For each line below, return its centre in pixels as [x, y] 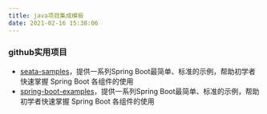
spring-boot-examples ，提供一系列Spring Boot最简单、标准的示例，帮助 [140, 91]
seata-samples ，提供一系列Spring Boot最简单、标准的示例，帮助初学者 [138, 71]
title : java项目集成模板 [46, 16]
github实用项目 [38, 53]
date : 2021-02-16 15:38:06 [53, 23]
